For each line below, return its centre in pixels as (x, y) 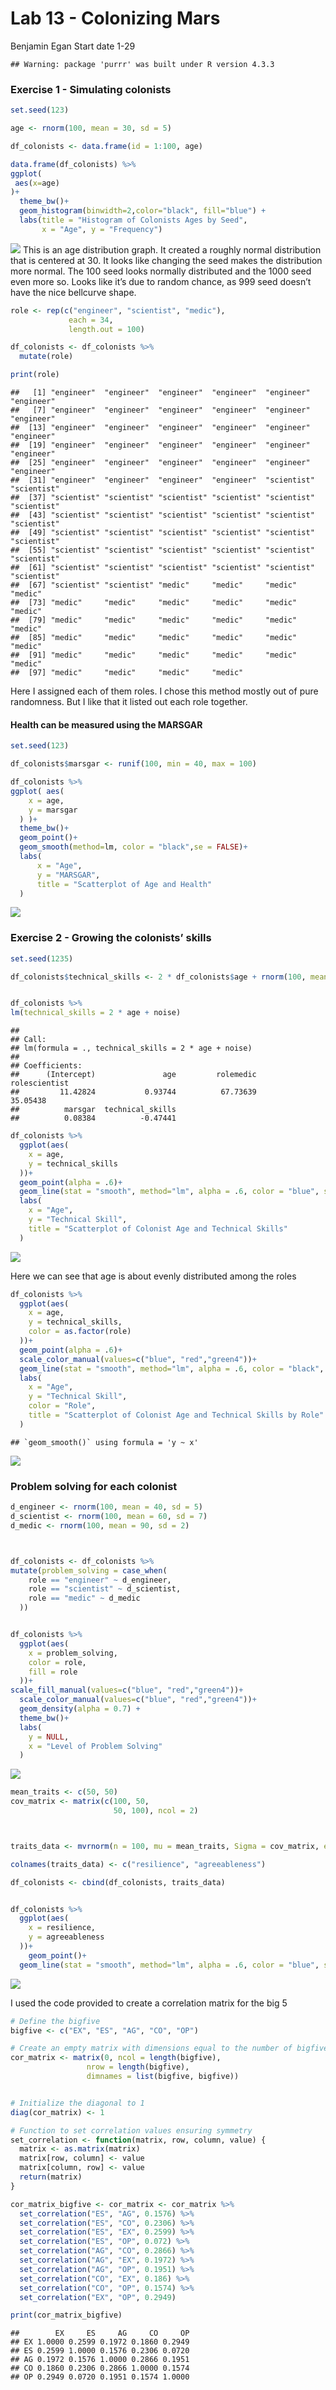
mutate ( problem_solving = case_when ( (89, 1570)
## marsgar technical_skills (93, 1110)
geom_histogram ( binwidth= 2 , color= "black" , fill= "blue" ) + (143, 211)
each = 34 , (91, 320)
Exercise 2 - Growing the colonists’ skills (111, 938)
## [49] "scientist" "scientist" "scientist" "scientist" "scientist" (162, 533)
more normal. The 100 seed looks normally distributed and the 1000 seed (161, 271)
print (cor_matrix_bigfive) (66, 2315)
